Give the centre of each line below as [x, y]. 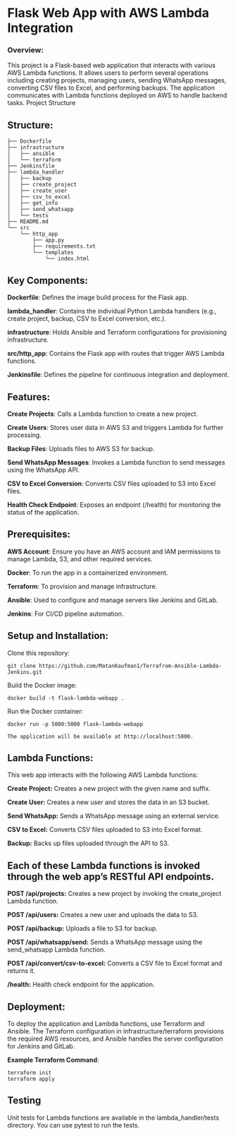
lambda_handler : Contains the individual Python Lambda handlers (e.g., [112, 311]
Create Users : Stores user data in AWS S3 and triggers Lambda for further [116, 427]
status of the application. [43, 512]
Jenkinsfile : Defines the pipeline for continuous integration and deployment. [118, 375]
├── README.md [28, 222]
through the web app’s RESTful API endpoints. [111, 877]
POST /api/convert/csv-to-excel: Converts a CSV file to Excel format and [115, 963]
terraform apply [31, 1079]
